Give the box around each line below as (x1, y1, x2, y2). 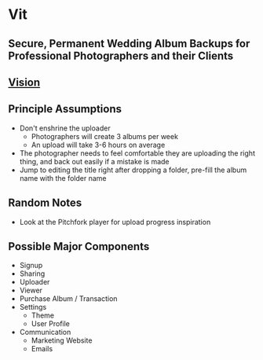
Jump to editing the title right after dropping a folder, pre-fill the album (19, 165, 247, 174)
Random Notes (8, 197, 82, 210)
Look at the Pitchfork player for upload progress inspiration (19, 217, 211, 226)
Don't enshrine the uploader (19, 123, 111, 133)
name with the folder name (19, 173, 107, 182)
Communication (19, 328, 71, 337)
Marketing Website (31, 336, 93, 345)
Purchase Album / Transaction (19, 294, 118, 303)
